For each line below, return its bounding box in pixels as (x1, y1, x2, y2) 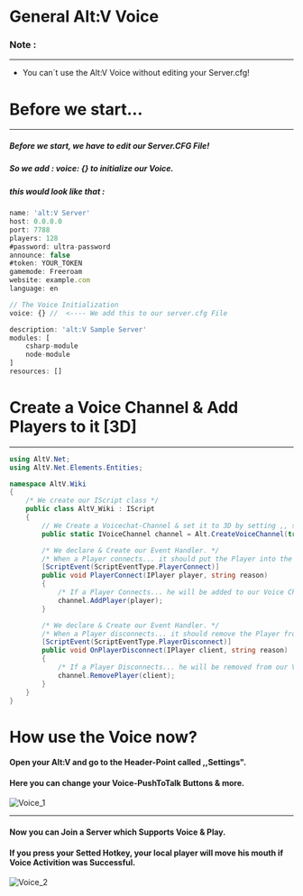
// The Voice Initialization (9, 300, 119, 309)
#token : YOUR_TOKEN (9, 259, 83, 268)
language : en (9, 284, 59, 294)
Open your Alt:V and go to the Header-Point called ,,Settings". (9, 757, 246, 768)
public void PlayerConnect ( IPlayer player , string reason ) (41, 571, 269, 581)
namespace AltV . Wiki (9, 480, 87, 489)
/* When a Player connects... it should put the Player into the (41, 554, 293, 563)
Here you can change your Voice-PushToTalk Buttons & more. (9, 777, 245, 788)
